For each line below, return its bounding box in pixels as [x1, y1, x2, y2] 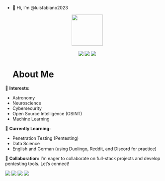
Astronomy [12, 94, 35, 100]
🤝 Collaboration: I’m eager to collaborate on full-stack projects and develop [5, 155, 161, 161]
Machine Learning [12, 116, 50, 122]
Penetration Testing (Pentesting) [12, 135, 79, 141]
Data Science [12, 140, 40, 146]
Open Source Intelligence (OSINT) [12, 110, 82, 116]
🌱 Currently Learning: [5, 125, 51, 131]
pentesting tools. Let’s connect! [5, 161, 70, 167]
